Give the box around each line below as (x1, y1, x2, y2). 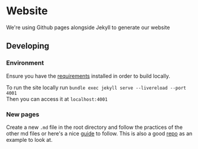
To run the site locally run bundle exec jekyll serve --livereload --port (6, 84, 187, 91)
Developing (6, 41, 49, 51)
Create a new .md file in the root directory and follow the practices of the (6, 123, 183, 131)
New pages (6, 110, 40, 118)
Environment (6, 59, 44, 67)
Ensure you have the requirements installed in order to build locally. (6, 72, 171, 80)
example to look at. (6, 136, 53, 143)
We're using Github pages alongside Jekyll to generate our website (6, 24, 170, 31)
